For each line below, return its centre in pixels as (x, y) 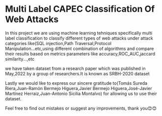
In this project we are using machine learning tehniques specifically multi (79, 33)
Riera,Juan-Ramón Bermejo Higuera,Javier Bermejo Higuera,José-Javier (79, 88)
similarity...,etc (20, 59)
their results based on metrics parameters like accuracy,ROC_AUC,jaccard (80, 54)
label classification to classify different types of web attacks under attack (79, 38)
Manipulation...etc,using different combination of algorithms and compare (80, 48)
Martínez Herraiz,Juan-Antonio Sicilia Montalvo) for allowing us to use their (81, 93)
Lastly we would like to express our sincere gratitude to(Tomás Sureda (76, 83)
